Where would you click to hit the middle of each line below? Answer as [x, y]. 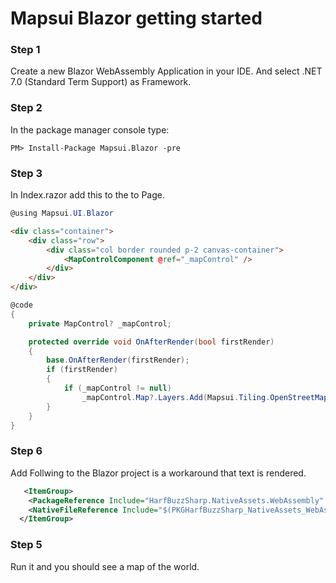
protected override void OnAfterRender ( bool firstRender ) [151, 342]
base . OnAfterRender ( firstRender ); [118, 360]
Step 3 [26, 173]
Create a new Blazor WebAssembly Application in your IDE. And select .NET [166, 71]
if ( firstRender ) [82, 370]
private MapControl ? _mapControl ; [100, 323]
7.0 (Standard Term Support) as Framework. [101, 82]
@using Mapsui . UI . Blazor [62, 213]
